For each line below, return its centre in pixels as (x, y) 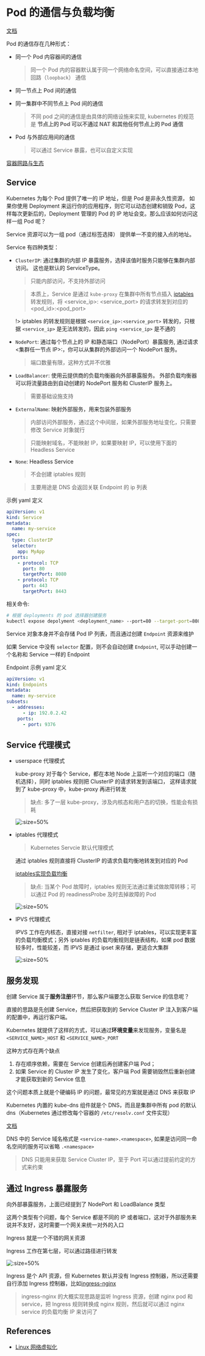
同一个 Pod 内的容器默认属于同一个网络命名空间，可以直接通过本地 (114, 69)
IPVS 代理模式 (33, 920)
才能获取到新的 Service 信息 (50, 1079)
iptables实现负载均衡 (41, 874)
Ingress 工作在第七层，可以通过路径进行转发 (62, 1251)
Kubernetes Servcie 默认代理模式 (72, 848)
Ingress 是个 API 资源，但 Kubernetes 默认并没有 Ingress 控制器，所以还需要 (102, 1275)
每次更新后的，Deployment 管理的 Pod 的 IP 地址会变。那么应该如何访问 (102, 213)
